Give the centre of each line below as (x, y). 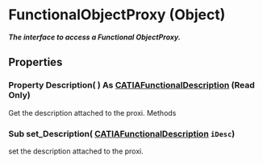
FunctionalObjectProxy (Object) (117, 15)
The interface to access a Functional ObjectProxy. (95, 37)
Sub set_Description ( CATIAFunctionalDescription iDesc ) (122, 133)
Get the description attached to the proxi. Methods (92, 113)
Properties (35, 62)
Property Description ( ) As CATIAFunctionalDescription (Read (132, 85)
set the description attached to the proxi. (76, 151)
